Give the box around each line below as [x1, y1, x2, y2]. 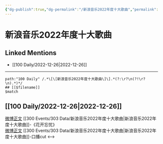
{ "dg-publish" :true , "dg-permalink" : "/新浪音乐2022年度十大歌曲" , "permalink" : [5, 7, 159, 12]
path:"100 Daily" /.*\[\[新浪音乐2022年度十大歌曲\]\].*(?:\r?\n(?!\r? [5, 76, 146, 81]
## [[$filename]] [5, 85, 40, 90]
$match [5, 89, 18, 94]
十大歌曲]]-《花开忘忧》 [9, 122, 57, 128]
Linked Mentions [5, 49, 57, 57]
